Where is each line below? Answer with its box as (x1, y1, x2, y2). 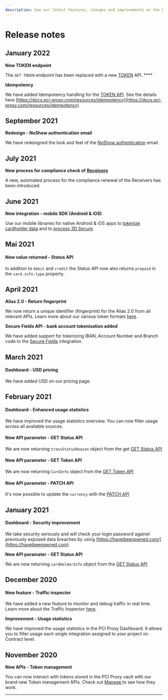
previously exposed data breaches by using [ (5, 536, 98, 542)
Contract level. (5, 636, 35, 642)
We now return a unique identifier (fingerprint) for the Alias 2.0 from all (5, 308, 151, 314)
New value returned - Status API (5, 254, 73, 260)
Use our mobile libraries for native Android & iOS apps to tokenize (5, 220, 140, 226)
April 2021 (5, 285, 38, 294)
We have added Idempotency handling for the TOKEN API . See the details (5, 91, 157, 97)
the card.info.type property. (5, 271, 65, 277)
